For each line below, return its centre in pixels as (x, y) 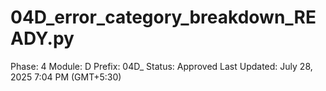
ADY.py (42, 38)
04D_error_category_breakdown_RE (163, 17)
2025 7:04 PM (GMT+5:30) (66, 77)
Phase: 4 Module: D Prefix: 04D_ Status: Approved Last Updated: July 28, (161, 66)
